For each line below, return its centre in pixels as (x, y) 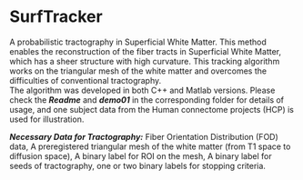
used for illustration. (47, 119)
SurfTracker (56, 17)
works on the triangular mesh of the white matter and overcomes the (138, 71)
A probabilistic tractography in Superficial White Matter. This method (138, 42)
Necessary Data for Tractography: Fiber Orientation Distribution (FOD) (144, 136)
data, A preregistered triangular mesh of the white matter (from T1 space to (150, 146)
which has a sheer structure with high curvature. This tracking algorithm (145, 61)
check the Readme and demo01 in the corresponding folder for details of (147, 100)
